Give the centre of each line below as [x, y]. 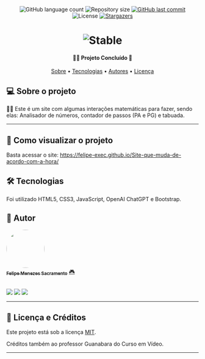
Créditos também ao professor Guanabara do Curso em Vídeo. [85, 344]
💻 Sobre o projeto [41, 91]
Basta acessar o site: [33, 155]
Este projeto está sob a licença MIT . [51, 332]
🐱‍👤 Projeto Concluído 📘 [103, 57]
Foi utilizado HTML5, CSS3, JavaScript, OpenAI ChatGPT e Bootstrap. [94, 199]
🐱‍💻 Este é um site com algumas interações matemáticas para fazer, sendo [99, 109]
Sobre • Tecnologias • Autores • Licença [103, 71]
